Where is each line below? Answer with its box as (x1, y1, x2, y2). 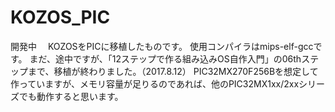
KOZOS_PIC (10, 6, 111, 29)
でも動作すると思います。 (18, 90, 124, 102)
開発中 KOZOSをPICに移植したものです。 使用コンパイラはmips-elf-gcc (10, 40, 314, 52)
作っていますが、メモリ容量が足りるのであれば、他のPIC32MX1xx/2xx (10, 77, 300, 90)
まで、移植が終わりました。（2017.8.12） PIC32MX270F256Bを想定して (27, 65, 319, 77)
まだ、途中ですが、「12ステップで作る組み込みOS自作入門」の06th (29, 52, 302, 65)
